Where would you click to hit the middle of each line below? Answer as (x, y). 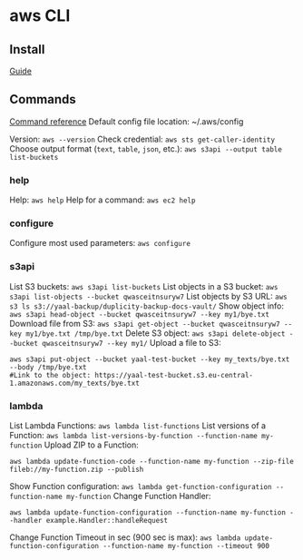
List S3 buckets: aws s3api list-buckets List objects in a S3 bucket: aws (144, 286)
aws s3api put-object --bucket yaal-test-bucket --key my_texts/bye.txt (150, 359)
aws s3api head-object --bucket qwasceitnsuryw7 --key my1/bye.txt (140, 314)
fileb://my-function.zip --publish (77, 469)
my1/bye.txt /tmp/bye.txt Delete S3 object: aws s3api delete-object (156, 333)
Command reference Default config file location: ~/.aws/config (127, 121)
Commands (43, 99)
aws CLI (40, 16)
